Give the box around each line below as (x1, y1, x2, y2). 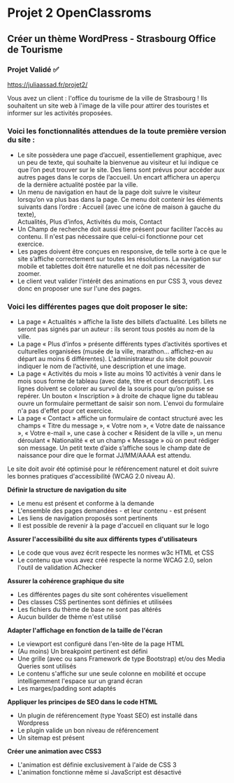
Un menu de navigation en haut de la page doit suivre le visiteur (17, 188, 201, 196)
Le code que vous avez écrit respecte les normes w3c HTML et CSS (17, 548, 214, 557)
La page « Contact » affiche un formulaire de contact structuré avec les (17, 414, 224, 423)
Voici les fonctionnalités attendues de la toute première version (7, 126, 227, 136)
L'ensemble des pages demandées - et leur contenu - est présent (17, 506, 207, 515)
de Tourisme (7, 43, 63, 55)
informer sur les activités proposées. (7, 108, 113, 117)
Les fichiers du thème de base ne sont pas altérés (17, 606, 162, 614)
